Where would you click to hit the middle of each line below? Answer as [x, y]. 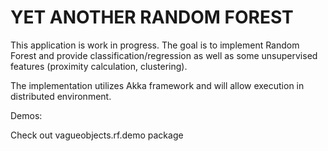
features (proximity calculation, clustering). [99, 66]
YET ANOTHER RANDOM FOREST [152, 17]
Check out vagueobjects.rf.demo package [97, 135]
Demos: [26, 115]
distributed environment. [61, 96]
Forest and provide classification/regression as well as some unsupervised [164, 55]
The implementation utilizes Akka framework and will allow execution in [157, 85]
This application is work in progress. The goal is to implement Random [155, 45]
